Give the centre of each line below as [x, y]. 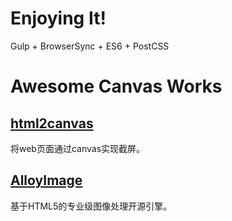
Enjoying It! [58, 18]
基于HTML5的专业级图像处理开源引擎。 [91, 206]
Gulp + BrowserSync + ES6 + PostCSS [90, 46]
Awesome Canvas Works [116, 86]
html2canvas [52, 123]
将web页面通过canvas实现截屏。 [78, 148]
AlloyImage [46, 180]
